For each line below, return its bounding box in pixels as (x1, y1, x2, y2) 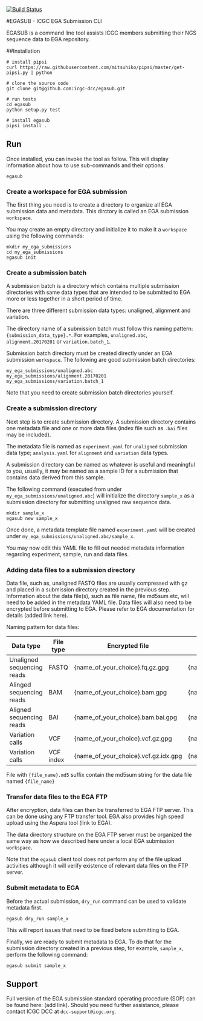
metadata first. (6, 903, 43, 911)
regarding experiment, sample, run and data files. (6, 550, 129, 557)
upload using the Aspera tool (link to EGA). (6, 819, 112, 826)
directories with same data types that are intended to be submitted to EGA (6, 288, 191, 296)
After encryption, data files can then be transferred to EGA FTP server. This (6, 806, 194, 814)
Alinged (9, 680, 31, 689)
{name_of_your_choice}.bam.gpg (74, 688, 167, 696)
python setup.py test (6, 107, 61, 113)
